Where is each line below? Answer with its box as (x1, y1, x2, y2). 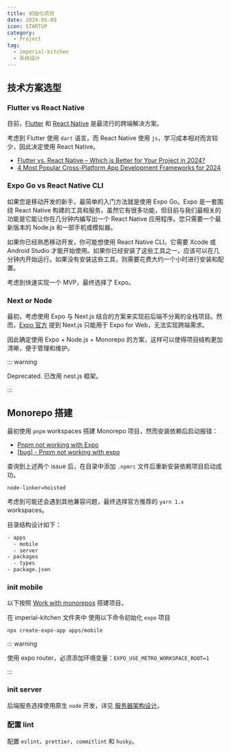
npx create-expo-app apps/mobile (7, 627, 103, 634)
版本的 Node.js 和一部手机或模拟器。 (12, 223, 117, 231)
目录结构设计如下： (7, 520, 62, 529)
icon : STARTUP (7, 23, 48, 30)
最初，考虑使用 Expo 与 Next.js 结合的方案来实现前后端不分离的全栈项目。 (7, 312, 217, 320)
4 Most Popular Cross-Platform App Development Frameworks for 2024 (16, 164, 221, 172)
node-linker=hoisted (7, 484, 67, 491)
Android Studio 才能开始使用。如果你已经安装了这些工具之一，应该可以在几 (7, 246, 220, 254)
